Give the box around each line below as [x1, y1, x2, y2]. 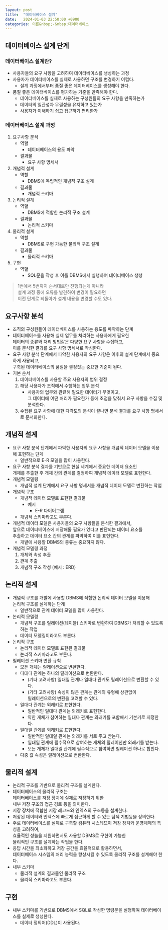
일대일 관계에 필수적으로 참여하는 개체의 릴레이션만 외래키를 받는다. [27, 739, 159, 745]
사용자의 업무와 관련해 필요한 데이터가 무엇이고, [27, 389, 120, 395]
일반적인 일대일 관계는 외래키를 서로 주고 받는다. [27, 733, 121, 739]
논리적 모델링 [12, 613, 39, 619]
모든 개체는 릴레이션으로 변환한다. [20, 664, 86, 670]
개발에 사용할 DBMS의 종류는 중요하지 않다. [20, 539, 105, 545]
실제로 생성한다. [22, 913, 53, 919]
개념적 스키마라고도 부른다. [20, 514, 73, 520]
